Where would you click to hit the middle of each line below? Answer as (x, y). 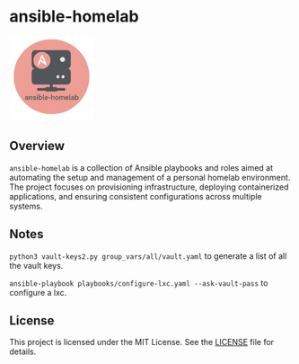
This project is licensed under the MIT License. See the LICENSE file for (142, 342)
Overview (37, 146)
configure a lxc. (38, 292)
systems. (26, 206)
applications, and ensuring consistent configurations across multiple (136, 196)
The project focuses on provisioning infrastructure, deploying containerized (149, 187)
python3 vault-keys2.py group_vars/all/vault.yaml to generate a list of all (148, 256)
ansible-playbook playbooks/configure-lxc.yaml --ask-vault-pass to (139, 283)
